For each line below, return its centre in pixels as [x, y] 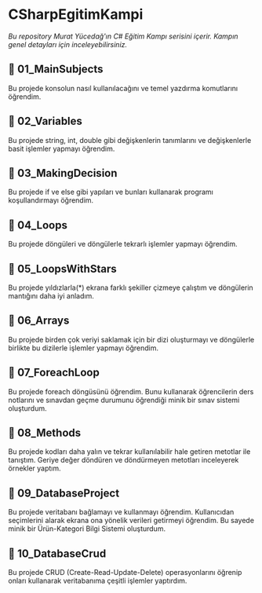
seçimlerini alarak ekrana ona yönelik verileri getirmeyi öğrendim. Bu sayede [131, 521]
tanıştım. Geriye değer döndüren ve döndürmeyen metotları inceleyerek [124, 460]
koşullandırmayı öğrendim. [51, 200]
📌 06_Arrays [39, 321]
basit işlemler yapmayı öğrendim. [62, 148]
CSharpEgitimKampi [76, 15]
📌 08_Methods [45, 433]
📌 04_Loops [38, 225]
